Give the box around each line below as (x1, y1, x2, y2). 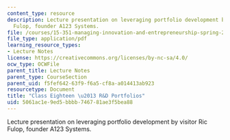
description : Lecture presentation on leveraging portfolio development (7, 16, 219, 23)
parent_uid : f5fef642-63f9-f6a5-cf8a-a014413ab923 (7, 80, 155, 87)
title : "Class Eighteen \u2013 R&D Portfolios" (7, 93, 146, 100)
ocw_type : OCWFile (7, 61, 60, 68)
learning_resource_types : (7, 42, 81, 48)
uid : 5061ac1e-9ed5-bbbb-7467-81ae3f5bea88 (7, 99, 133, 106)
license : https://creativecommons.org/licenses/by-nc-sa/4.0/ (7, 55, 188, 61)
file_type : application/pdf (7, 36, 88, 42)
